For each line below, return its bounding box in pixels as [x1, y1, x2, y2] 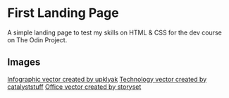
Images [7, 56, 41, 68]
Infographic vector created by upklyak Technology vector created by [7, 75, 207, 83]
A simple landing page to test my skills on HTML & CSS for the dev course [7, 28, 222, 37]
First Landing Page [7, 5, 119, 21]
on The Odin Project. [7, 35, 68, 44]
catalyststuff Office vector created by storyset [7, 82, 142, 91]
